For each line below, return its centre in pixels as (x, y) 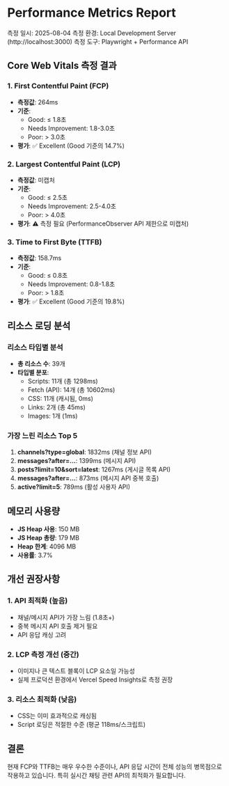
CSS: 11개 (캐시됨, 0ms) (61, 398)
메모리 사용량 (34, 511)
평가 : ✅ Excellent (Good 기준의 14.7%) (71, 146)
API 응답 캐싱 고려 (42, 634)
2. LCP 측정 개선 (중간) (43, 654)
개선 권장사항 (34, 579)
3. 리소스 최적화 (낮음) (42, 699)
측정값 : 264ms (38, 102)
